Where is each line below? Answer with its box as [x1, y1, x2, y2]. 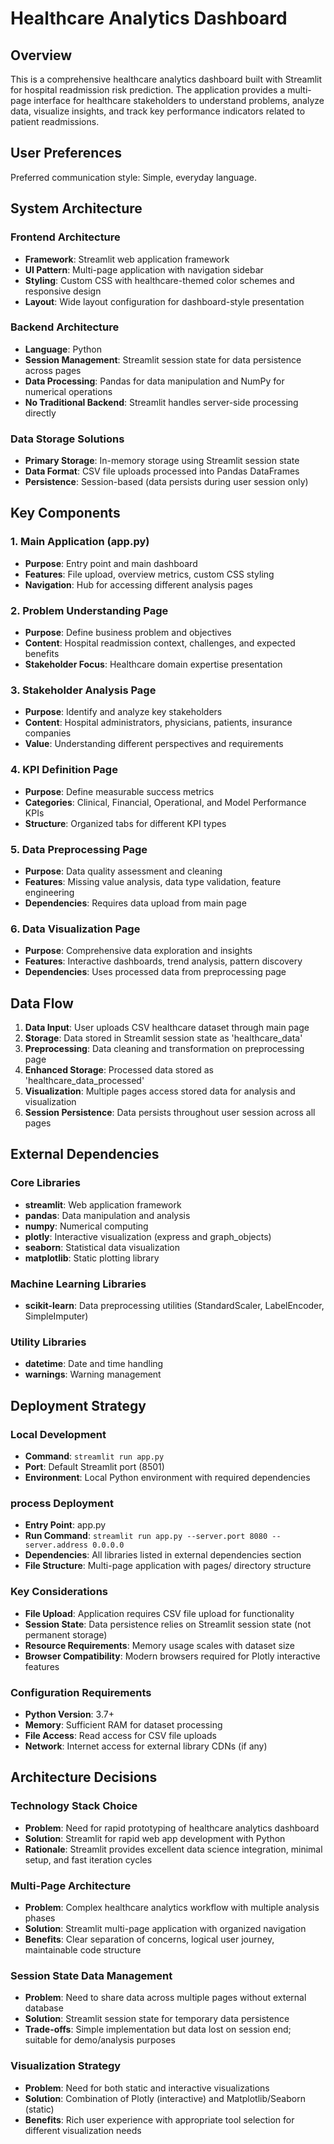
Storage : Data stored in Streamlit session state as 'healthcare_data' [24, 1032, 303, 1044]
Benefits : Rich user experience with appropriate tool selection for [24, 2113, 295, 2126]
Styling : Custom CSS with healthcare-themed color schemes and [24, 274, 295, 286]
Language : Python [24, 343, 102, 355]
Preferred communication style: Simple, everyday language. [10, 171, 257, 183]
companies [24, 727, 72, 739]
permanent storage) [24, 1628, 108, 1641]
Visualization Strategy [10, 2059, 122, 2073]
